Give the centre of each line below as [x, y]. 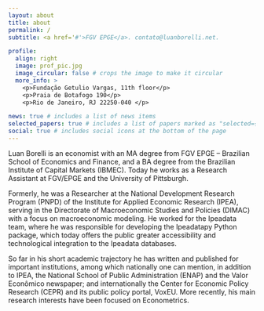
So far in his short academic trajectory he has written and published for [123, 259]
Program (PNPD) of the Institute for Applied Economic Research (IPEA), [123, 201]
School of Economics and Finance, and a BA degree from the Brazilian [122, 161]
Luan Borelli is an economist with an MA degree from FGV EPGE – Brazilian [129, 153]
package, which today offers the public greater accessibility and [112, 235]
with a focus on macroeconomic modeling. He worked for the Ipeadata [123, 218]
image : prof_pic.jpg [49, 66]
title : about [29, 23]
